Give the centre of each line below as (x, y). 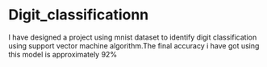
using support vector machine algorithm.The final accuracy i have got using (134, 45)
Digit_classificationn (79, 15)
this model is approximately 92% (63, 54)
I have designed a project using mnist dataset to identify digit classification (133, 37)
